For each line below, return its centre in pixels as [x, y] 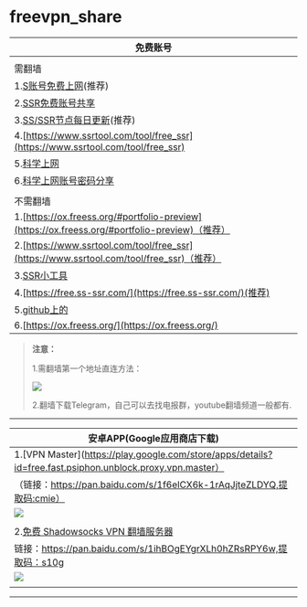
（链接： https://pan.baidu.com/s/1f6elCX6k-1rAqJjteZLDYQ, [146, 485]
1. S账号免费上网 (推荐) [62, 86]
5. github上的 [41, 310]
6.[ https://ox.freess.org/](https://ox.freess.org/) [116, 325]
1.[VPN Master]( [49, 454]
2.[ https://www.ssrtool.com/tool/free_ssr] [104, 245]
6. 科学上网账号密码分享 [64, 180]
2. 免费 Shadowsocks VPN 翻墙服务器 [94, 531]
